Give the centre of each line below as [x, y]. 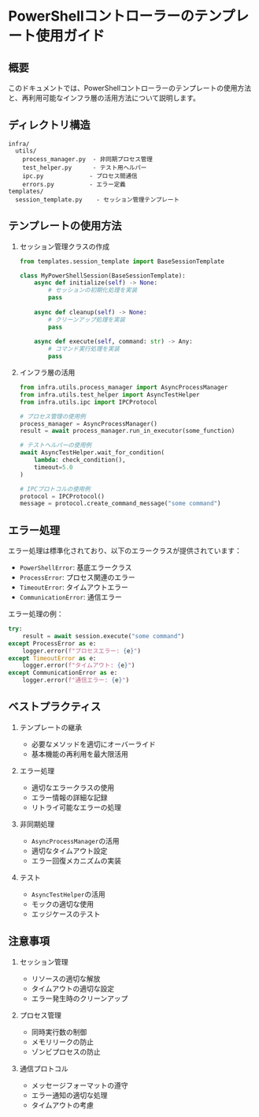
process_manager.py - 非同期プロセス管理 [88, 159]
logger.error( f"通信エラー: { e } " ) [76, 680]
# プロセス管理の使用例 [53, 416]
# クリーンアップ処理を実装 [87, 320]
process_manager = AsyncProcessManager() [89, 423]
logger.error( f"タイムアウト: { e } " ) [79, 666]
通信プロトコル [44, 1068]
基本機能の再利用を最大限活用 [80, 754]
